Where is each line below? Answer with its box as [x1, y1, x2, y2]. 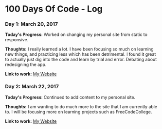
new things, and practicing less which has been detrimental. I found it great [5, 51, 156, 57]
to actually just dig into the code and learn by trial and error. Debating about [5, 57, 157, 63]
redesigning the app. [5, 62, 47, 67]
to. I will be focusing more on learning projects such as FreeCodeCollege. [5, 109, 152, 114]
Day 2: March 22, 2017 [5, 83, 59, 90]
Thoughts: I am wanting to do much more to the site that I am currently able [5, 103, 157, 110]
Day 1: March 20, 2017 [5, 21, 58, 28]
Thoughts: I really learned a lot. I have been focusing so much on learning [5, 46, 154, 52]
